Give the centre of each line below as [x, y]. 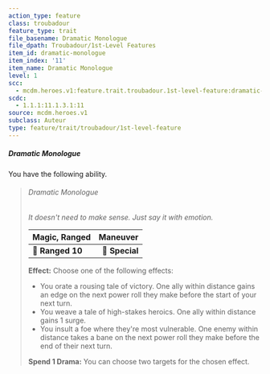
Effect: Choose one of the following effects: [101, 270]
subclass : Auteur [37, 121]
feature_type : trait [43, 31]
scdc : [17, 98]
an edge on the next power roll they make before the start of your [148, 294]
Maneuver [119, 236]
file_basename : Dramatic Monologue [68, 38]
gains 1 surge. [63, 320]
